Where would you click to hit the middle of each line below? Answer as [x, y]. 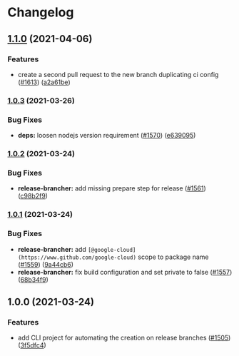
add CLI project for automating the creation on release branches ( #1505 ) [124, 338]
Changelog [41, 12]
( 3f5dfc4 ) [32, 345]
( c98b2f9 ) [33, 196]
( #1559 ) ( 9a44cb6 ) [45, 264]
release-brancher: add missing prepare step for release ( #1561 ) [112, 188]
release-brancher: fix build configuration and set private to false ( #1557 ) [125, 272]
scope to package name [173, 257]
